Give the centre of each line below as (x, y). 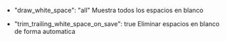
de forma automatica (45, 31)
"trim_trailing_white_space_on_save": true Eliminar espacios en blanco (117, 24)
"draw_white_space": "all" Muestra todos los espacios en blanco (109, 10)
